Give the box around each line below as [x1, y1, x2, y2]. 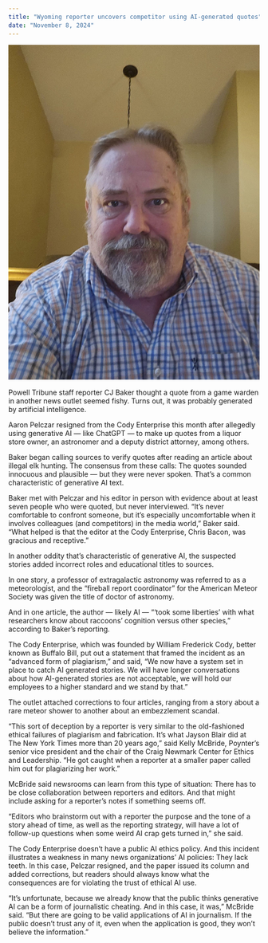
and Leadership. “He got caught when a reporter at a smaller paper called [8, 755, 251, 764]
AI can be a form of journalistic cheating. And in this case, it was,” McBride [8, 902, 254, 911]
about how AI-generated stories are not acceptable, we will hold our [8, 674, 233, 683]
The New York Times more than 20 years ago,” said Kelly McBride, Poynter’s [8, 738, 260, 748]
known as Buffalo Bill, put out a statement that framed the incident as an [8, 648, 246, 658]
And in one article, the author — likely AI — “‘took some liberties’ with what [8, 607, 254, 617]
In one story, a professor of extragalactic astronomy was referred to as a [8, 575, 246, 584]
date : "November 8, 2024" [8, 21, 94, 29]
